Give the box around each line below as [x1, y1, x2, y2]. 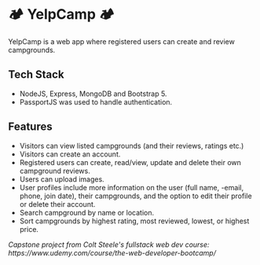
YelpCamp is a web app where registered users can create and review [8, 36, 236, 46]
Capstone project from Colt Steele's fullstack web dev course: [8, 240, 210, 249]
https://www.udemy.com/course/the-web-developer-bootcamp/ [8, 248, 216, 257]
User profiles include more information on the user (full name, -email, [19, 182, 244, 192]
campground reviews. [19, 166, 90, 175]
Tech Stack [8, 68, 64, 82]
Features [8, 120, 53, 134]
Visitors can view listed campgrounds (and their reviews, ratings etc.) [19, 141, 244, 150]
